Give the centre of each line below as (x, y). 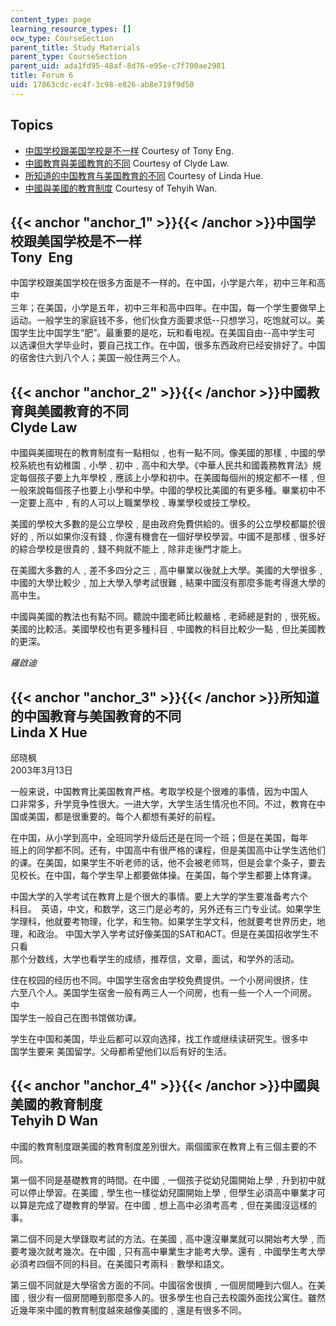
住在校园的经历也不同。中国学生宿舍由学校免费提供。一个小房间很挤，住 (159, 980)
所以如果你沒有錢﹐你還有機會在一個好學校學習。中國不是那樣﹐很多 (176, 537)
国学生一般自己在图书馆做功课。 (76, 1017)
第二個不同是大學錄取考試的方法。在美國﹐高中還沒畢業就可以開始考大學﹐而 (168, 1238)
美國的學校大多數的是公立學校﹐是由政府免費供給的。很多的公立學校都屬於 (163, 524)
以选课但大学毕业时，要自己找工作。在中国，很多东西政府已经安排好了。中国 (168, 345)
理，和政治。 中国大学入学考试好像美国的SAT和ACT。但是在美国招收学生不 (164, 934)
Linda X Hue (49, 732)
